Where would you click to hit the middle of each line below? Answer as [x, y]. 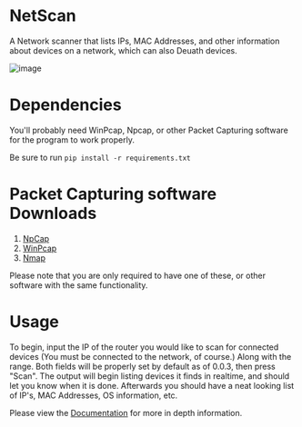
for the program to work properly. [72, 139]
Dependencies [65, 105]
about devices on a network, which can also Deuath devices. [124, 50]
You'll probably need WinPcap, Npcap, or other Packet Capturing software [149, 130]
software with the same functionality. [79, 285]
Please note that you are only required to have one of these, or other [138, 275]
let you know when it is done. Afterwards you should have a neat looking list [152, 385]
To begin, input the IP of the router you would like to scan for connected [144, 347]
